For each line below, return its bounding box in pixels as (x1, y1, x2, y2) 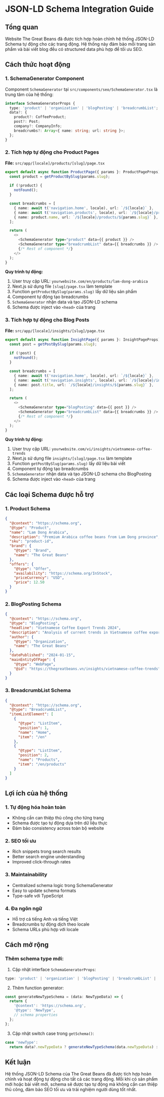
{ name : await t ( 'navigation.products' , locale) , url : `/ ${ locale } (14, 210, 154, 215)
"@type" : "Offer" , (14, 566, 51, 571)
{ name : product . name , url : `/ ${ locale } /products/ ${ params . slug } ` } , (14, 214, 159, 220)
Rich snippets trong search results (12, 848, 82, 855)
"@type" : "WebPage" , (14, 662, 56, 667)
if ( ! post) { (9, 351, 36, 356)
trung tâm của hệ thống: (5, 92, 54, 97)
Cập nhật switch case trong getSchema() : (12, 1030, 94, 1036)
